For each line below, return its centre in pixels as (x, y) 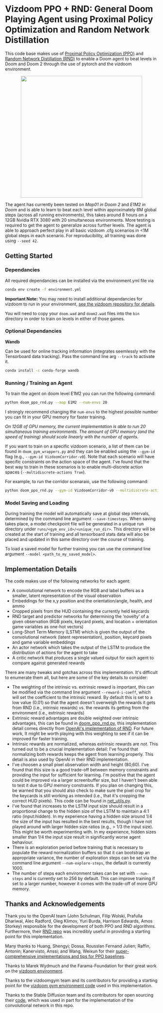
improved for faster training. (40, 738)
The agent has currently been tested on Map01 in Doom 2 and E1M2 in (75, 204)
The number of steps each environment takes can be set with (73, 873)
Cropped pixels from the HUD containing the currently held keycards (81, 611)
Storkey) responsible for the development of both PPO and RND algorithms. (81, 926)
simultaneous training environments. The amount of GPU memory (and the (80, 431)
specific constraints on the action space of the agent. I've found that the (77, 462)
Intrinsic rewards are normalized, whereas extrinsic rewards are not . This (85, 744)
